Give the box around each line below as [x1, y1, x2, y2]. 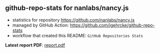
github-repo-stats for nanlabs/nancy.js [5, 4, 129, 12]
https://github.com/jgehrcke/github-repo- [70, 22, 155, 28]
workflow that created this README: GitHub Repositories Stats [12, 32, 144, 38]
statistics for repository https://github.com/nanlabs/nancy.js [12, 17, 135, 23]
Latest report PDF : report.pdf [5, 42, 65, 48]
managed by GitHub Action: [12, 22, 69, 28]
